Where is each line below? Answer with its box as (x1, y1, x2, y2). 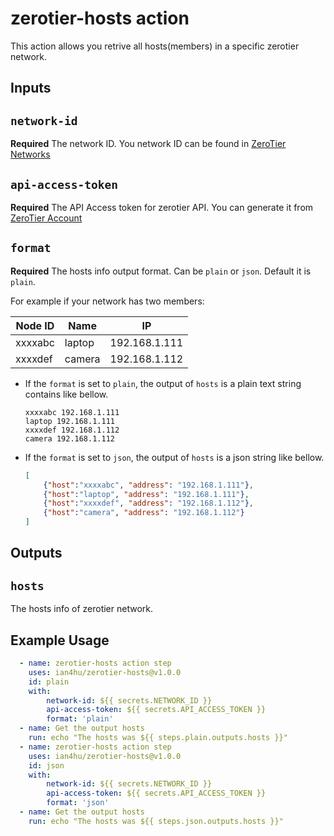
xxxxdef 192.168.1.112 (24, 425, 120, 435)
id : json (28, 760, 65, 771)
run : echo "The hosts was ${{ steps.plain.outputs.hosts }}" (28, 733, 288, 743)
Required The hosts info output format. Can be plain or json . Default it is (10, 265, 312, 277)
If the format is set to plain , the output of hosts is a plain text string (24, 377, 302, 389)
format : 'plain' (46, 714, 114, 724)
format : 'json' (46, 798, 110, 808)
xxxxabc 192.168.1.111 (24, 407, 120, 417)
